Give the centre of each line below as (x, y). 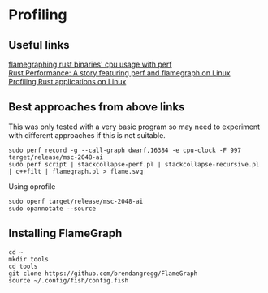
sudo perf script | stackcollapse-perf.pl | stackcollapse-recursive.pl (134, 164)
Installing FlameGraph (65, 233)
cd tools (23, 266)
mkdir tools (28, 259)
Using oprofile (32, 186)
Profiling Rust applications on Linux (67, 82)
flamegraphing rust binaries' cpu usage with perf (90, 64)
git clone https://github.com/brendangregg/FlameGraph (103, 274)
